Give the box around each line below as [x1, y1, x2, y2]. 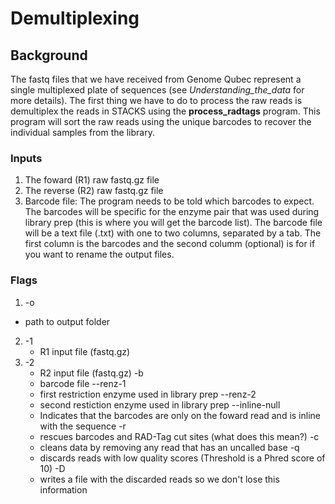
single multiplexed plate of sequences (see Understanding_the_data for [10, 84, 305, 96]
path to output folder [24, 315, 111, 327]
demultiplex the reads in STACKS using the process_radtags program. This [10, 105, 321, 117]
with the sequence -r [39, 420, 127, 432]
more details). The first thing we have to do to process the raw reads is [10, 95, 303, 106]
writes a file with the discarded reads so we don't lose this [39, 473, 280, 485]
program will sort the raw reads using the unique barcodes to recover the [10, 116, 312, 127]
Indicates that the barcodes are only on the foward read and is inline [39, 409, 321, 421]
